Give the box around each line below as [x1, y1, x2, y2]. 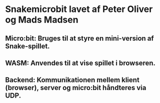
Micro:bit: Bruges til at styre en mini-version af [5, 34, 154, 42]
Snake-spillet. [5, 41, 50, 50]
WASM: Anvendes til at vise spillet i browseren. [5, 58, 156, 67]
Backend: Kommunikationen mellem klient [5, 76, 140, 84]
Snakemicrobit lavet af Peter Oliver [5, 3, 153, 15]
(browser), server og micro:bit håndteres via [5, 83, 146, 92]
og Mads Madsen [5, 14, 78, 25]
